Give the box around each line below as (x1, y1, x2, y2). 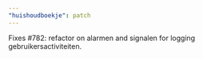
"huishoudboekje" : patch (8, 11, 91, 20)
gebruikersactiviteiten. (8, 41, 82, 51)
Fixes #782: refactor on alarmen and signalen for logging (8, 33, 196, 42)
